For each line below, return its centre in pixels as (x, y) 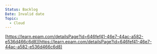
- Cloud (17, 23)
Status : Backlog (21, 9)
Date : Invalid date (25, 14)
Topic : (12, 18)
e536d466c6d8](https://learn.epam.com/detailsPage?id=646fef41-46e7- (78, 42)
